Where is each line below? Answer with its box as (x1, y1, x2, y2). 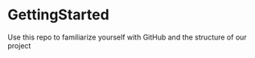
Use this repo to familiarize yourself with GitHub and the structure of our (7, 32, 247, 42)
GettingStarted (7, 6, 109, 24)
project (7, 40, 31, 50)
